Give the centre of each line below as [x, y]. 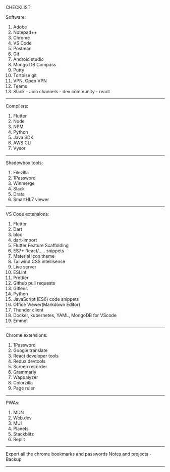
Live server [25, 267]
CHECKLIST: [19, 7]
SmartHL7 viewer [31, 199]
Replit [19, 439]
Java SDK [23, 137]
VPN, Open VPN [30, 81]
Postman [22, 48]
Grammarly [25, 372]
